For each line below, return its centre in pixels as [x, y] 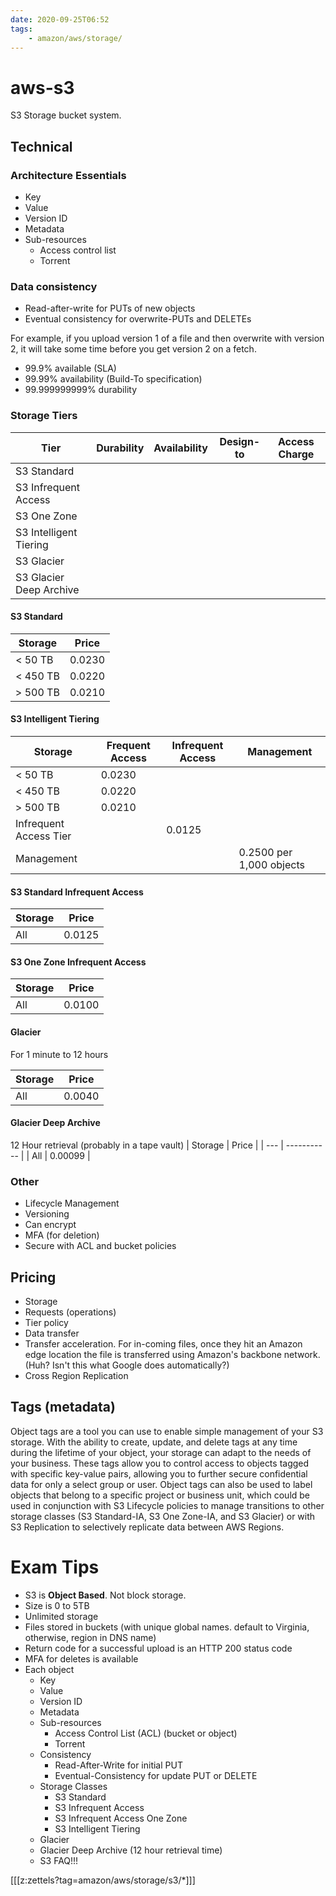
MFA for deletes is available [81, 1658]
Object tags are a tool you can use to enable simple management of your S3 [167, 1431]
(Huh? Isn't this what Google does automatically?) [127, 1365]
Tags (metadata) [63, 1407]
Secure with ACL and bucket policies [100, 1246]
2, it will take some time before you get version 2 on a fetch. [133, 349]
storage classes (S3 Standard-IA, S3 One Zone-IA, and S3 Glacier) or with [163, 1516]
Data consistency [54, 286]
